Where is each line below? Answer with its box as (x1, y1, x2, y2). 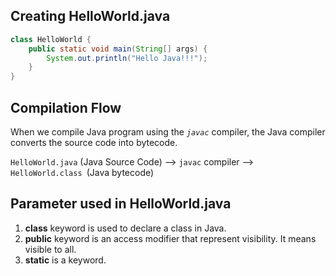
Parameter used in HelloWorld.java (10, 195, 232, 213)
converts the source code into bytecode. (10, 137, 178, 148)
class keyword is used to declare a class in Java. (24, 222, 227, 234)
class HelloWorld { (10, 34, 92, 44)
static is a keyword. (24, 254, 107, 266)
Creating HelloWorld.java (10, 8, 171, 25)
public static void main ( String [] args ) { (28, 44, 208, 54)
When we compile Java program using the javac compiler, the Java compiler (10, 126, 326, 138)
